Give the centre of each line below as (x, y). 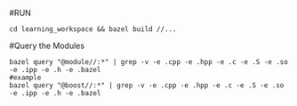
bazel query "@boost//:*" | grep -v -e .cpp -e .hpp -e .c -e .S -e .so (147, 86)
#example (25, 77)
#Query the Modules (47, 45)
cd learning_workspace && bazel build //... (93, 29)
